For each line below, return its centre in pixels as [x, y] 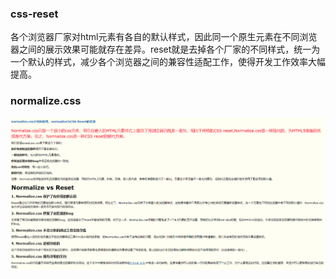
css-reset [34, 14]
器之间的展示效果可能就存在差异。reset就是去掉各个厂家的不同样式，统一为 [165, 49]
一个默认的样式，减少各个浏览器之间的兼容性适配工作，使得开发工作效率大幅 [168, 62]
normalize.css [46, 101]
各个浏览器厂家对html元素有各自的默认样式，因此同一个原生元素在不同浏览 [164, 37]
